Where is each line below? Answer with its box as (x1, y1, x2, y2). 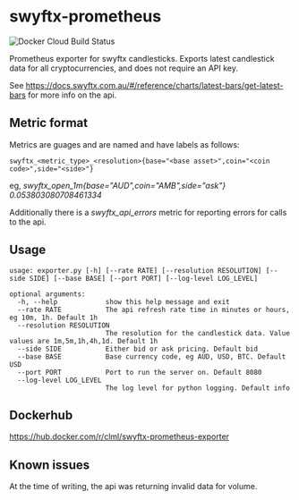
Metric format (9, 115, 88, 131)
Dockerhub (9, 407, 73, 422)
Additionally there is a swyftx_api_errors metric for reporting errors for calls (9, 207, 287, 217)
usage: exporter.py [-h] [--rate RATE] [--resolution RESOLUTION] (9, 266, 262, 275)
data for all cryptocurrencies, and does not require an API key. (9, 63, 239, 73)
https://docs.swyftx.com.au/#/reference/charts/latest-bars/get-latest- (25, 80, 284, 90)
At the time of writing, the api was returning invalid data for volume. (9, 481, 258, 492)
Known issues (9, 457, 90, 472)
